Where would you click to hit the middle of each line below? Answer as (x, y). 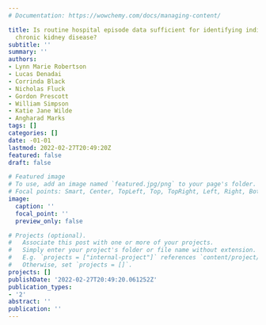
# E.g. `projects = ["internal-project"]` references (102, 258)
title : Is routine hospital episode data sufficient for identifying (125, 30)
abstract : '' (30, 302)
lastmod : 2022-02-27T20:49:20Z (60, 147)
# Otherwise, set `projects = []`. (70, 265)
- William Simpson (38, 104)
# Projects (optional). (47, 235)
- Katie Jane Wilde (40, 111)
